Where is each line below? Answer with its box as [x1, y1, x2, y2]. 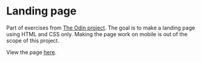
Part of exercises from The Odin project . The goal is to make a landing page [6, 24, 196, 31]
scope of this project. [6, 37, 59, 44]
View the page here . [6, 48, 57, 55]
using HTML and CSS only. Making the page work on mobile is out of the [6, 30, 188, 37]
